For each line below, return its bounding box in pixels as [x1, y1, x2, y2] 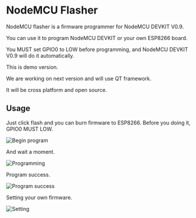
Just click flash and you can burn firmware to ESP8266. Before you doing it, [6, 119, 191, 126]
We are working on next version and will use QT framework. [6, 75, 152, 82]
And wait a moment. [6, 148, 55, 155]
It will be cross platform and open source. [6, 86, 107, 93]
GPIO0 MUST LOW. [6, 125, 53, 133]
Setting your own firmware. [6, 194, 73, 201]
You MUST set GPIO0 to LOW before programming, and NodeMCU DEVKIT [6, 45, 188, 53]
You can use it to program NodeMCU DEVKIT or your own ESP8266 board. [6, 34, 188, 41]
